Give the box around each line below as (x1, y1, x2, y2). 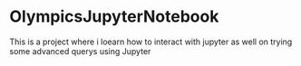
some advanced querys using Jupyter (9, 45, 151, 56)
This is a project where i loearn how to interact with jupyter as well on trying (9, 36, 293, 47)
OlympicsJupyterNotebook (9, 6, 219, 27)
